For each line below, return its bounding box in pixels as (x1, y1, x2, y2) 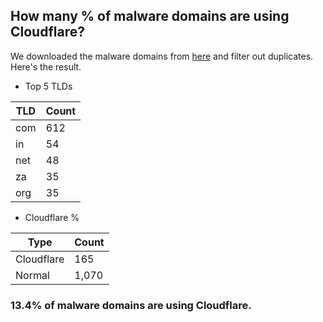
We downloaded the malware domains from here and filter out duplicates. (10, 50, 314, 62)
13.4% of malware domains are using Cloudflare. (10, 298, 252, 312)
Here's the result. (10, 60, 82, 73)
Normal (15, 268, 50, 282)
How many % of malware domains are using (10, 8, 290, 25)
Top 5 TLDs (24, 80, 73, 92)
